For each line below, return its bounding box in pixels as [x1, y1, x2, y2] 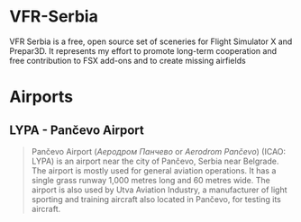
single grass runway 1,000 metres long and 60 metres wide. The [31, 174, 270, 185]
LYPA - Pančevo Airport [9, 122, 144, 138]
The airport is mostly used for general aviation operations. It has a [31, 164, 277, 176]
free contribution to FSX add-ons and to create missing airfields [9, 55, 246, 66]
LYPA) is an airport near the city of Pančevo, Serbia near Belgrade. [31, 155, 279, 166]
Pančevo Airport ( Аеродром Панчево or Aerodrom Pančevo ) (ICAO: [31, 146, 287, 156]
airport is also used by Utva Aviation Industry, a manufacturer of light [31, 184, 287, 195]
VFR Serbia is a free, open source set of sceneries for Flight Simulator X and [9, 36, 293, 47]
